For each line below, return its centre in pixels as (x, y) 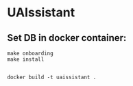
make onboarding (30, 53)
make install (26, 59)
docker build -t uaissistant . (52, 77)
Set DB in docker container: (67, 38)
